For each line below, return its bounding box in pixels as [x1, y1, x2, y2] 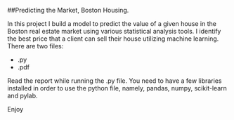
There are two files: [7, 42, 64, 50]
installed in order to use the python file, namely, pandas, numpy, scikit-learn [7, 84, 227, 92]
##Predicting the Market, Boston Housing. [7, 6, 129, 14]
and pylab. [7, 91, 38, 100]
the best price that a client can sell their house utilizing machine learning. [7, 34, 219, 43]
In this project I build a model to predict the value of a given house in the [7, 20, 216, 27]
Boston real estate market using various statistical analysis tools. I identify [7, 27, 221, 35]
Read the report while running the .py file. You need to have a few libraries [7, 76, 222, 85]
